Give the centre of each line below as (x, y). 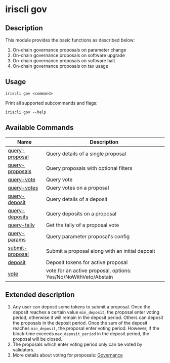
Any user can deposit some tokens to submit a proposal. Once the (81, 307)
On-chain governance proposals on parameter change (69, 50)
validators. (24, 350)
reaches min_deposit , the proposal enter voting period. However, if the (86, 328)
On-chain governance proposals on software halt (64, 61)
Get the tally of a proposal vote (83, 225)
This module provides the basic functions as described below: (70, 40)
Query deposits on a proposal (81, 213)
